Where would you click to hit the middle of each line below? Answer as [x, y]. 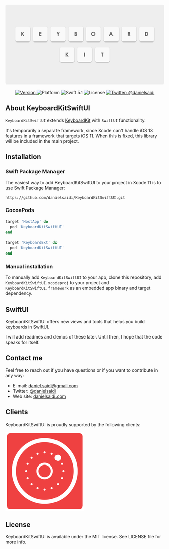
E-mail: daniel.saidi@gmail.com [45, 385]
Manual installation [29, 266]
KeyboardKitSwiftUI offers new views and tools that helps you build [75, 322]
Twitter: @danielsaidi [34, 391]
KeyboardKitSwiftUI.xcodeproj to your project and [57, 283]
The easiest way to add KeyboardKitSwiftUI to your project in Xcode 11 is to [83, 182]
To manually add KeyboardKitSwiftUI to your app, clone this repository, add [83, 277]
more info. [16, 542]
